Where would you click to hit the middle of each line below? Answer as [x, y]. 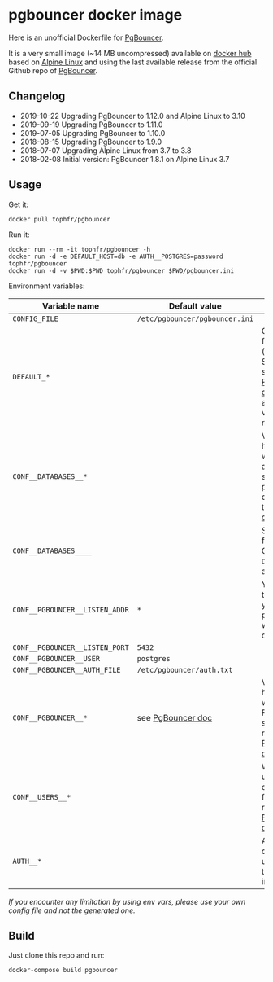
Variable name [71, 305]
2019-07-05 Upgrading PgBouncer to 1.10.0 [93, 133]
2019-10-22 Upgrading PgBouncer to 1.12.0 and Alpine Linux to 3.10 [132, 116]
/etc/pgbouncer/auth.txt [185, 670]
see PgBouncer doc [175, 717]
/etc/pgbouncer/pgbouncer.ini [195, 318]
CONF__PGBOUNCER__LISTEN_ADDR [71, 609]
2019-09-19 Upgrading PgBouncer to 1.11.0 [91, 125]
